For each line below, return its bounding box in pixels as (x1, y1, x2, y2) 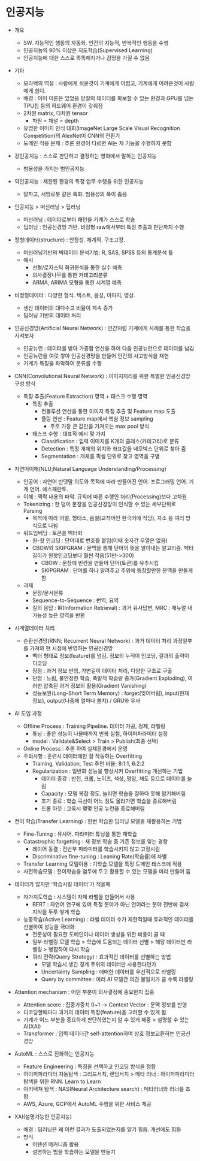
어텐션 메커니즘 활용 (32, 1141, 79, 1148)
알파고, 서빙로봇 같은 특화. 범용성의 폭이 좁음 (23, 190, 128, 198)
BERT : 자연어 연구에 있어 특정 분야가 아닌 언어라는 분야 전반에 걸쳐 (32, 900, 189, 908)
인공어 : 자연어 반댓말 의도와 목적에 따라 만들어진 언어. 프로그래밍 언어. (23, 477, 188, 485)
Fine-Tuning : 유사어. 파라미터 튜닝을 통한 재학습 (23, 830, 137, 838)
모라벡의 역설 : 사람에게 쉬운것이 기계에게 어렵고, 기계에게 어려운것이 (23, 79, 183, 87)
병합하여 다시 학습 (48, 945, 90, 953)
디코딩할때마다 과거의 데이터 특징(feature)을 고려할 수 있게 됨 (23, 1008, 166, 1015)
